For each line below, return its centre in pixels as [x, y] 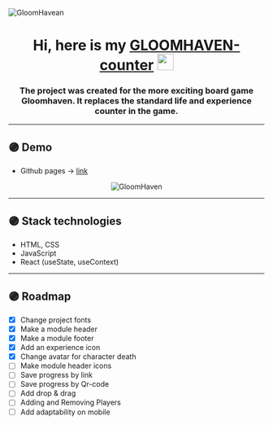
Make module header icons [66, 366]
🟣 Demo [30, 147]
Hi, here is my [80, 46]
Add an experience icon [60, 348]
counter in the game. [136, 112]
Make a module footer [57, 339]
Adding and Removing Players [71, 402]
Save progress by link [56, 375]
